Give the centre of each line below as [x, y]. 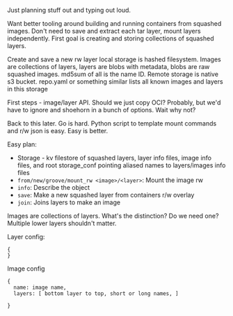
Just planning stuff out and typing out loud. [69, 10]
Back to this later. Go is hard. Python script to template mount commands [112, 123]
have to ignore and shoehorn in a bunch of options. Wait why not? [102, 110]
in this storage [28, 89]
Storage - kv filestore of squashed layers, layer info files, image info [114, 158]
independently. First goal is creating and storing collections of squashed [111, 38]
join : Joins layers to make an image [69, 202]
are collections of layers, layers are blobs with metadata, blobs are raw [109, 67]
